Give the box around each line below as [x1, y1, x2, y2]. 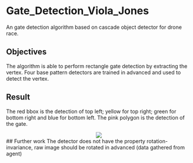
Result [6, 92, 31, 102]
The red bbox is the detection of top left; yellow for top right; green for [6, 108, 177, 115]
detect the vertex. [6, 75, 49, 82]
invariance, [6, 144, 34, 151]
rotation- [147, 137, 168, 145]
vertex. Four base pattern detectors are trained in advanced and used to [6, 69, 181, 76]
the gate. [6, 120, 28, 127]
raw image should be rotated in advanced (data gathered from [34, 144, 185, 151]
